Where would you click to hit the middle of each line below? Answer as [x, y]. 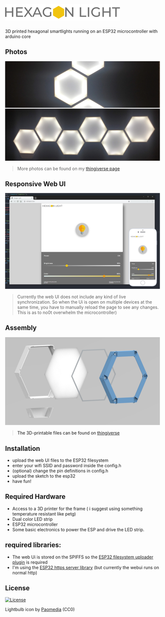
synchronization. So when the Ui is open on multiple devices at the [84, 302]
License [17, 588]
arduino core [18, 36]
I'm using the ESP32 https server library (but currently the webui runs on [86, 567]
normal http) [25, 573]
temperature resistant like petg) [44, 514]
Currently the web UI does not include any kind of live [71, 297]
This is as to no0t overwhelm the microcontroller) [67, 312]
